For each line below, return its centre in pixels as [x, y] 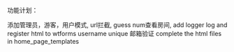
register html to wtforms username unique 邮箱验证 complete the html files [115, 34]
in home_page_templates [43, 41]
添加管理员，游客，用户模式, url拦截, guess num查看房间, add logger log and [117, 25]
